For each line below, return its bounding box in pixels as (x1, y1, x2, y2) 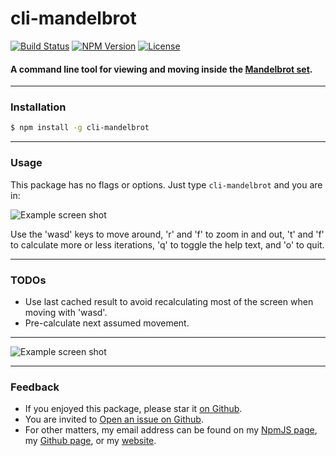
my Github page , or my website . (24, 435, 157, 447)
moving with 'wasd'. (24, 306, 108, 318)
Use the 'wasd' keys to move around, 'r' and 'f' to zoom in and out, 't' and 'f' (10, 228, 325, 240)
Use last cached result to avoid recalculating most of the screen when (24, 295, 314, 307)
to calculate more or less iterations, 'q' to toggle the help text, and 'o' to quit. (10, 238, 325, 251)
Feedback (10, 380, 60, 394)
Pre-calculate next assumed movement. (24, 317, 190, 329)
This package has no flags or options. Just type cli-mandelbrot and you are (10, 178, 323, 191)
